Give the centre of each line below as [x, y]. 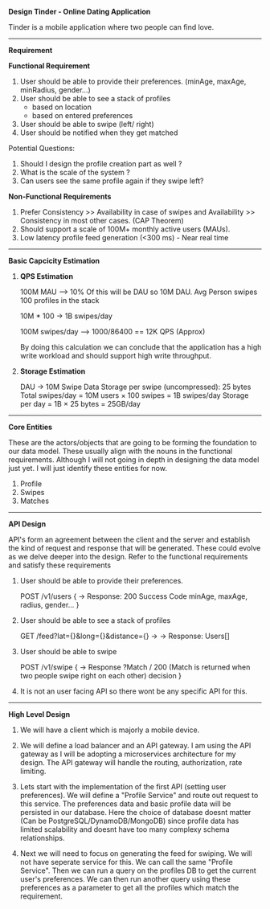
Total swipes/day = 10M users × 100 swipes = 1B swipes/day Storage [134, 395]
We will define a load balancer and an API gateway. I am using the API [135, 745]
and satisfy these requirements [59, 565]
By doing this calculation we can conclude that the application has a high [141, 347]
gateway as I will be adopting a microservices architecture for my [128, 754]
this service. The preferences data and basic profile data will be [125, 804]
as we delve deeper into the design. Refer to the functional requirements [128, 557]
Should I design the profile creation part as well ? [101, 164]
